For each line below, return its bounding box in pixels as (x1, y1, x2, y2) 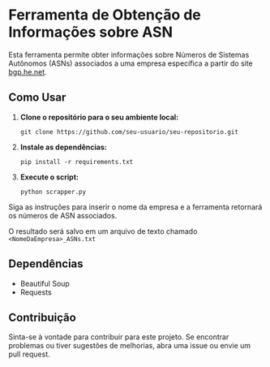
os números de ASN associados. (8, 210, 118, 220)
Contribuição (8, 310, 77, 324)
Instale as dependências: (19, 142, 107, 152)
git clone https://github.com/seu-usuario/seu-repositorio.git (19, 127, 239, 136)
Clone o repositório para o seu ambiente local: (19, 112, 179, 122)
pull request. (8, 349, 50, 359)
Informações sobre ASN (8, 23, 173, 41)
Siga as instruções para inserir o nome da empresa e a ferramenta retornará (8, 201, 263, 212)
